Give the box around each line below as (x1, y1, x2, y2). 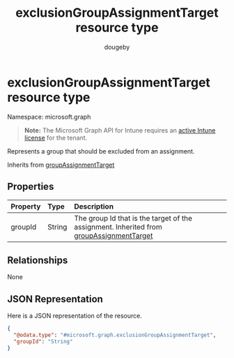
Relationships (7, 254, 68, 266)
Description (74, 201, 114, 211)
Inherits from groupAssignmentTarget (7, 161, 115, 169)
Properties (7, 181, 54, 193)
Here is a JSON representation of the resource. (7, 312, 143, 320)
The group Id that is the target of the (74, 213, 193, 223)
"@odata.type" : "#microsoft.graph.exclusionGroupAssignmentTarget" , (13, 331, 217, 338)
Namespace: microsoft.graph (7, 112, 91, 121)
